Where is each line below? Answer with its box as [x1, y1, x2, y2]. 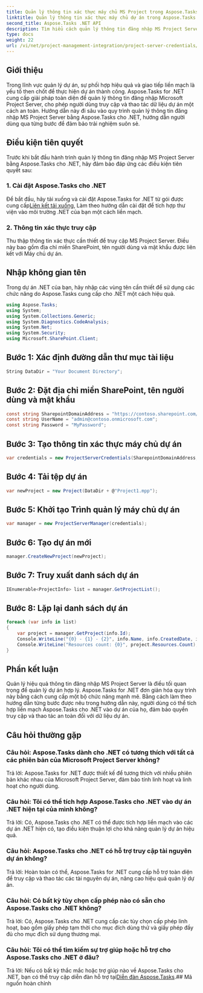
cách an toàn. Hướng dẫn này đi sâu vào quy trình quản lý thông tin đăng [6, 107, 188, 114]
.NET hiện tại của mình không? [6, 805, 98, 814]
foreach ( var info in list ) [6, 619, 77, 625]
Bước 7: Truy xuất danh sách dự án [6, 570, 139, 581]
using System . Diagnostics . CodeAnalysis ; [6, 319, 110, 325]
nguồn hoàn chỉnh [6, 980, 51, 987]
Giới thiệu [6, 65, 43, 76]
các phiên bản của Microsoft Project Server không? [6, 755, 160, 764]
